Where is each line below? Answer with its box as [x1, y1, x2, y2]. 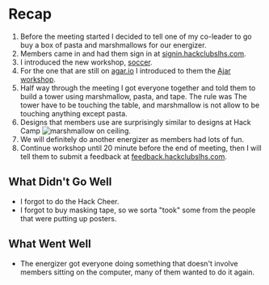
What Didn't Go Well [8, 175, 112, 189]
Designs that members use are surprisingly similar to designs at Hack [19, 117, 252, 127]
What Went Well [8, 237, 91, 251]
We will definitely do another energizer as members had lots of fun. [19, 134, 245, 144]
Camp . [19, 126, 132, 136]
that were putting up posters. [19, 213, 117, 223]
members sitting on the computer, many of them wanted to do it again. [19, 267, 255, 277]
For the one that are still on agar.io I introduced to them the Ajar [19, 65, 232, 75]
